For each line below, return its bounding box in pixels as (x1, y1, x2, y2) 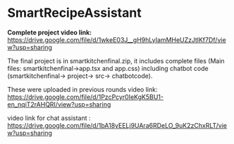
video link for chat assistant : (7, 114, 91, 122)
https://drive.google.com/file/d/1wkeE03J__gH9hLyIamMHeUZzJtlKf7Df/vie (7, 35, 227, 44)
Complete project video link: (7, 28, 92, 37)
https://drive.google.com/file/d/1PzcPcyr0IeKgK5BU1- (7, 93, 164, 101)
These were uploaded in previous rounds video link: (7, 85, 158, 93)
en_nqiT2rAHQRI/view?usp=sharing (7, 100, 111, 108)
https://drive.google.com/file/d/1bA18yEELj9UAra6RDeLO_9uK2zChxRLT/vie (7, 121, 228, 129)
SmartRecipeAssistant (7, 5, 142, 21)
